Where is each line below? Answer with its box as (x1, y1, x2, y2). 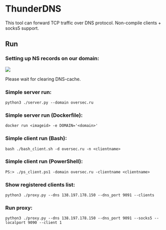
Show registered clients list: (5, 181, 76, 188)
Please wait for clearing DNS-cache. (5, 76, 81, 82)
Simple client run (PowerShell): (5, 158, 83, 165)
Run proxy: (5, 204, 33, 211)
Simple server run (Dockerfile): (5, 112, 83, 119)
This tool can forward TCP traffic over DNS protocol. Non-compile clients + (5, 20, 161, 26)
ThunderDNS (5, 3, 62, 15)
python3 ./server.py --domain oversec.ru (5, 100, 94, 105)
